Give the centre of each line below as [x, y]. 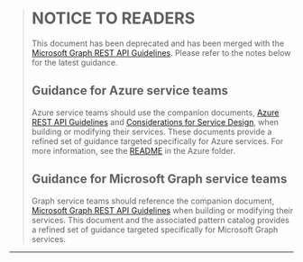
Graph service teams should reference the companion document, [153, 201]
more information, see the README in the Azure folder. [133, 150]
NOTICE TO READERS [113, 18]
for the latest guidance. [75, 62]
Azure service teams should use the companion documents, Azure [155, 113]
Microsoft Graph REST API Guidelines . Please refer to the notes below [161, 52]
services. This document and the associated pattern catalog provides [161, 220]
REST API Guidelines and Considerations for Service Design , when [155, 122]
